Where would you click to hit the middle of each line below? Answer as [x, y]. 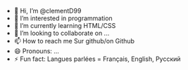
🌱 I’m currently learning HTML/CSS [65, 26]
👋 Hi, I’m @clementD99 [48, 11]
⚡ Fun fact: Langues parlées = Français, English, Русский [97, 59]
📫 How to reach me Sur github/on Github [74, 41]
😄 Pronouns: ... [37, 51]
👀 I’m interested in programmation [63, 18]
